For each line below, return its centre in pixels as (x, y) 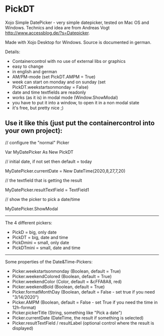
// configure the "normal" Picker (37, 142)
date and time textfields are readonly (49, 92)
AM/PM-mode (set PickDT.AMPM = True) (54, 77)
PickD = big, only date (34, 232)
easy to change (28, 66)
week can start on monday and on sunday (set (59, 82)
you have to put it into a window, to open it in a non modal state (76, 102)
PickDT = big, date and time (40, 237)
